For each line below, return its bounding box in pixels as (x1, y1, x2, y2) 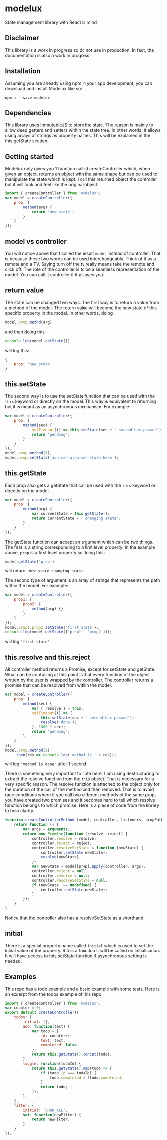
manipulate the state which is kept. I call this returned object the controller (5, 176, 157, 182)
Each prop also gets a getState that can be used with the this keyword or (5, 482, 156, 488)
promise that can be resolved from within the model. (5, 682, 112, 688)
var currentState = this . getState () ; (31, 511, 110, 516)
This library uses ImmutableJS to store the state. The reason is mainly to (5, 122, 153, 128)
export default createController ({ (5, 1010, 79, 1015)
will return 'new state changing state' (5, 568, 85, 574)
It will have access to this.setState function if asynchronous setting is (5, 953, 147, 959)
